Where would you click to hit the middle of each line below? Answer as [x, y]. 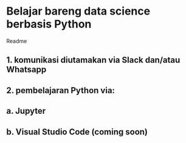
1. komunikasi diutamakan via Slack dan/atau [93, 60]
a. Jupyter [26, 111]
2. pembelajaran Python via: [61, 90]
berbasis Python [49, 24]
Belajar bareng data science [78, 11]
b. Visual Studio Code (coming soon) [77, 132]
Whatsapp [26, 70]
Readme [17, 41]
